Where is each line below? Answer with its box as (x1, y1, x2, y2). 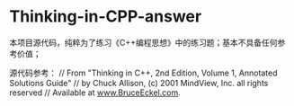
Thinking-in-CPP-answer (9, 6, 202, 27)
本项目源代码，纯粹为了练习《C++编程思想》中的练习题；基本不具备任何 (9, 37, 278, 48)
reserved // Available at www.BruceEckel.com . (9, 87, 182, 98)
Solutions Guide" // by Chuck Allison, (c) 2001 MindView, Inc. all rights (9, 77, 269, 88)
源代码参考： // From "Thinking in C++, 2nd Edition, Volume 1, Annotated (9, 67, 278, 78)
